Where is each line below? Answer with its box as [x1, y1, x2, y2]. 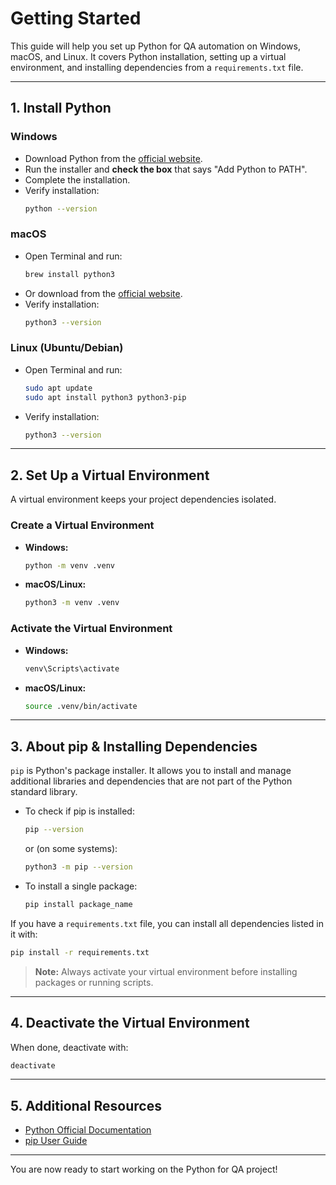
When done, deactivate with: [10, 1041, 129, 1053]
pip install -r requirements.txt [10, 947, 150, 957]
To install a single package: [24, 880, 138, 892]
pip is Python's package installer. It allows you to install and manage [10, 765, 292, 777]
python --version [24, 203, 98, 214]
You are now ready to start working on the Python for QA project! [10, 1163, 278, 1176]
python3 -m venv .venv [24, 598, 120, 608]
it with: [10, 928, 38, 940]
